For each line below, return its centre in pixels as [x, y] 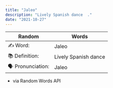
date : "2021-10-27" [26, 19]
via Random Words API [37, 81]
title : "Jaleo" [21, 10]
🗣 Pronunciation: [29, 67]
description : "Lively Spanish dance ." [49, 15]
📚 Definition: [23, 56]
